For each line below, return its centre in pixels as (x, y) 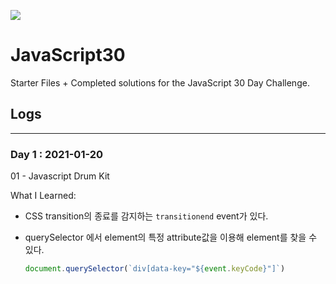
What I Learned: (43, 196)
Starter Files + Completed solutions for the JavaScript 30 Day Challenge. (160, 82)
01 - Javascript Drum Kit (60, 176)
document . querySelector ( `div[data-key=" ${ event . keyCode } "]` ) (155, 269)
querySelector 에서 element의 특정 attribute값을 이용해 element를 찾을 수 (171, 237)
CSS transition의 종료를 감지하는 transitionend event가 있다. (146, 216)
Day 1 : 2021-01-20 (57, 154)
